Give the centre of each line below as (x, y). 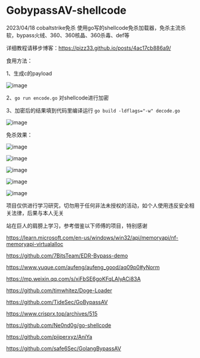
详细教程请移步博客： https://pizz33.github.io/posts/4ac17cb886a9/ (89, 48)
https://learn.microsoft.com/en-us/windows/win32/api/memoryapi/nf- (93, 238)
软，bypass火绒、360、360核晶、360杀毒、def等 (68, 35)
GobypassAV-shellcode (66, 10)
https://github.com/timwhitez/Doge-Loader (59, 290)
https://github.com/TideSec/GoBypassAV (57, 302)
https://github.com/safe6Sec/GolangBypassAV (64, 348)
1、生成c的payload (29, 73)
